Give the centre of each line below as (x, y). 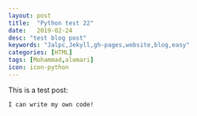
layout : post (30, 15)
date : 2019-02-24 (41, 30)
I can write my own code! (51, 104)
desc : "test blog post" (48, 38)
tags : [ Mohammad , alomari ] (51, 60)
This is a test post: (39, 90)
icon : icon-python (39, 68)
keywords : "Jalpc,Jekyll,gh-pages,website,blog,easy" (99, 45)
